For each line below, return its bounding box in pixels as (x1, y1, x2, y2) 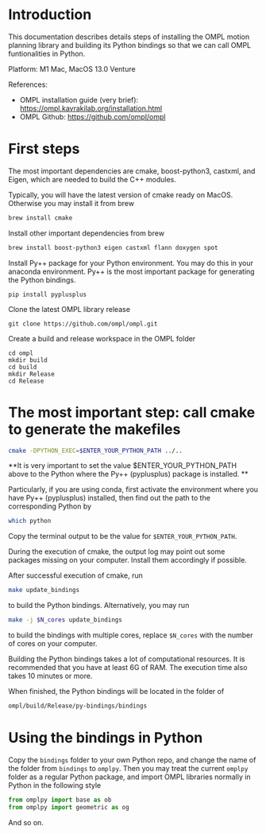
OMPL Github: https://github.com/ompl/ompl (19, 111, 166, 121)
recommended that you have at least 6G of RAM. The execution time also (8, 663, 248, 672)
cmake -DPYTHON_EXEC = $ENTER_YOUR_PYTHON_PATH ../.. (8, 446, 183, 454)
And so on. (8, 817, 44, 827)
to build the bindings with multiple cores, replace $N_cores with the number (8, 630, 253, 640)
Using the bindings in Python (8, 729, 203, 747)
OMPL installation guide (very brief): (19, 95, 139, 104)
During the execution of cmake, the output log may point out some (8, 547, 226, 556)
